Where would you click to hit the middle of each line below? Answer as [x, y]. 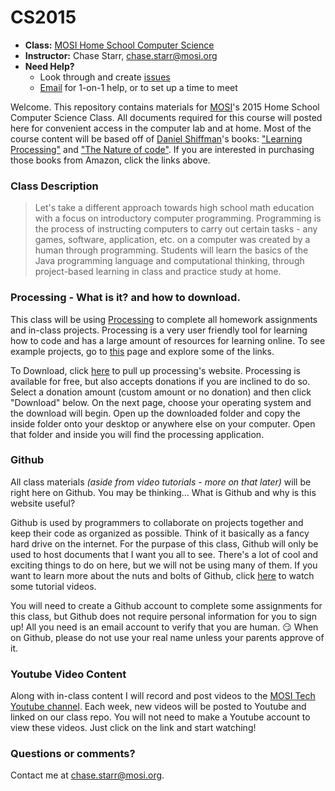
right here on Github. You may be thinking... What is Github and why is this [163, 492]
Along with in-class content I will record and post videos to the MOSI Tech [163, 696]
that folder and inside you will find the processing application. [137, 434]
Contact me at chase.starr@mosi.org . [87, 775]
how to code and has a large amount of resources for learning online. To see [168, 340]
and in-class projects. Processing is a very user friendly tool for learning [159, 330]
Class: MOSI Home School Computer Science [119, 45]
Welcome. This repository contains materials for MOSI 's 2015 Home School [165, 107]
